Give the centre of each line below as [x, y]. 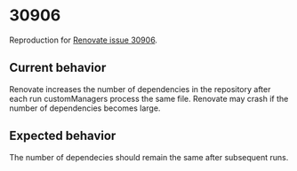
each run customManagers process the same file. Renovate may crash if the [149, 98]
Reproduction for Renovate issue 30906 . [84, 40]
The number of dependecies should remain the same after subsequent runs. [149, 157]
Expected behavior [63, 136]
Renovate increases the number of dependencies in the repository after [140, 89]
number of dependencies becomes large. [85, 108]
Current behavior [58, 68]
